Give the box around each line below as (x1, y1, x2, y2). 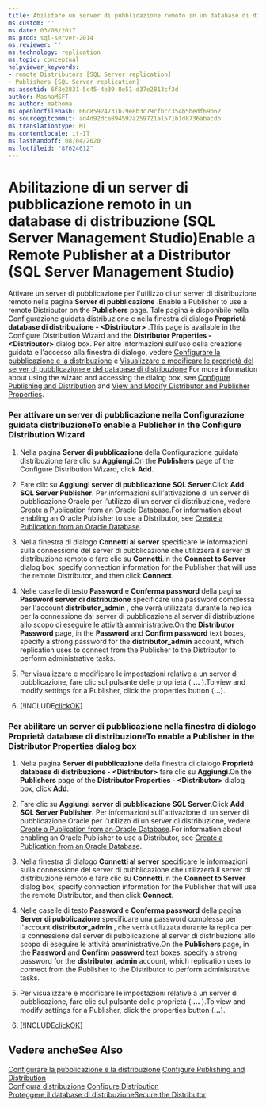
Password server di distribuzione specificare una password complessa (19, 594, 255, 604)
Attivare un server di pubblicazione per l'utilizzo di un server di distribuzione (8, 288, 257, 298)
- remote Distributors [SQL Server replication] (8, 71, 172, 78)
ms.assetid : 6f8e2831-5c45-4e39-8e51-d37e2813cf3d (8, 85, 179, 94)
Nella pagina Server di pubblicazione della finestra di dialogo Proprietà (19, 758, 255, 768)
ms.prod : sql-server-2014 (8, 33, 93, 42)
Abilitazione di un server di (8, 178, 188, 197)
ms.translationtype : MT (8, 122, 87, 130)
